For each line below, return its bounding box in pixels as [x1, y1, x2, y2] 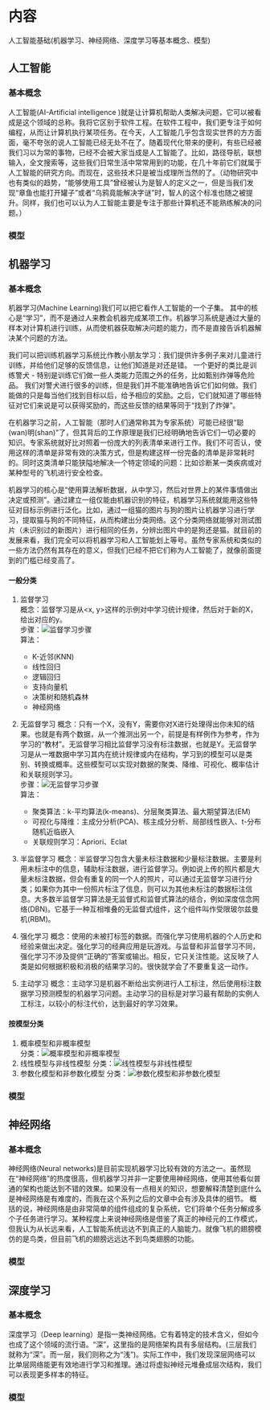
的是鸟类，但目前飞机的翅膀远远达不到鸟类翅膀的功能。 [14, 1234, 198, 1244]
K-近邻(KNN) [31, 652, 75, 662]
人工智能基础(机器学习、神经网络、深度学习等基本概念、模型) [8, 35, 211, 45]
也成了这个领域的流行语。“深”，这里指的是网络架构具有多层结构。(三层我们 [8, 1339, 257, 1349]
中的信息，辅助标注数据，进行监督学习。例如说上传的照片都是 [47, 864, 253, 874]
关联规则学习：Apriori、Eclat [31, 837, 128, 847]
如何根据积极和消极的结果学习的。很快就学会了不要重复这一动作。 [34, 962, 253, 972]
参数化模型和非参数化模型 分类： [19, 1068, 129, 1078]
